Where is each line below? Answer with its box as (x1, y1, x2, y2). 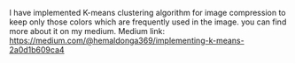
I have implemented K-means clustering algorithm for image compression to (9, 8, 286, 17)
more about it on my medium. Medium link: (9, 26, 166, 36)
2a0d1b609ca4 (9, 45, 65, 55)
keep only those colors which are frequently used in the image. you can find (9, 17, 287, 27)
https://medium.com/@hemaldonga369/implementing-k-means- (9, 35, 245, 45)
